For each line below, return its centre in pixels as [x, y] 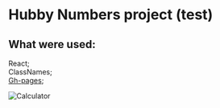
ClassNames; [30, 72]
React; [19, 63]
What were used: [52, 44]
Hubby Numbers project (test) [111, 15]
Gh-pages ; [26, 80]
